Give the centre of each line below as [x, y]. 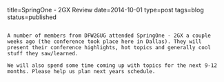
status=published [32, 17]
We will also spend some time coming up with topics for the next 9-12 [112, 66]
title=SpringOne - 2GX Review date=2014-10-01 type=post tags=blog [106, 10]
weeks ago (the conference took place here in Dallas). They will [104, 42]
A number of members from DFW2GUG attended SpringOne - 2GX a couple [109, 36]
